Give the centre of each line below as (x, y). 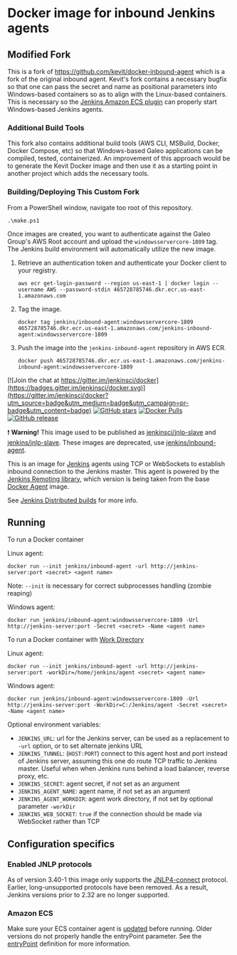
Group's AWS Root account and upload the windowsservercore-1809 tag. (113, 241)
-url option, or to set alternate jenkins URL (80, 746)
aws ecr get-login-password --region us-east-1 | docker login (114, 283)
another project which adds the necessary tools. (78, 174)
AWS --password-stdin (79, 290)
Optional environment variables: (54, 724)
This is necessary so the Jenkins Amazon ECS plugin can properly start (112, 102)
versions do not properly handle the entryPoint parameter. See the (105, 936)
